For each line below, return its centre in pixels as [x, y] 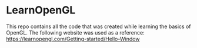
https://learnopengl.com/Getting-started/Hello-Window [73, 39]
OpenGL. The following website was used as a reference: [76, 32]
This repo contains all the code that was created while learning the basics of [98, 26]
